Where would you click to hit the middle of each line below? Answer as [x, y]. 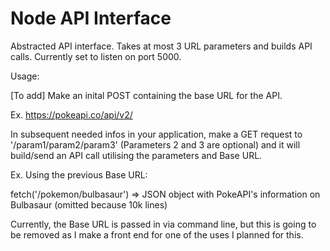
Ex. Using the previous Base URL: [79, 174]
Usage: [25, 76]
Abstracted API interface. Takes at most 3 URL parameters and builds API [161, 46]
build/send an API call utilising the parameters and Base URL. [136, 155]
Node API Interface [91, 18]
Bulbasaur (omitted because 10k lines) [89, 204]
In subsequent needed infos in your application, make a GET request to [156, 134]
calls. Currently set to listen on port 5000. [96, 56]
